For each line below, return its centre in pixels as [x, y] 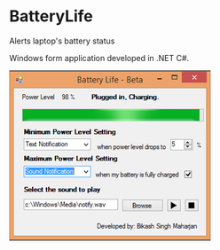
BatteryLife [51, 16]
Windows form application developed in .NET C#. [99, 58]
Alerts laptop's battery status [62, 41]
